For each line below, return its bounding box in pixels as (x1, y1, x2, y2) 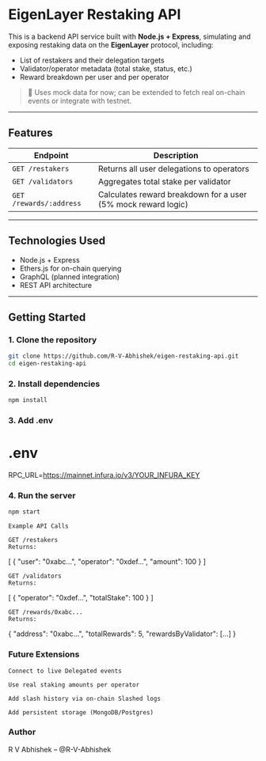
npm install (8, 396, 47, 404)
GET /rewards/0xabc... (8, 608, 83, 616)
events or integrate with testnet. (27, 96, 132, 105)
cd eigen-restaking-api (8, 360, 87, 368)
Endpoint (33, 150, 69, 161)
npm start (8, 508, 41, 516)
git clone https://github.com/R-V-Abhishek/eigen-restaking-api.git (8, 352, 239, 361)
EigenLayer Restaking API (8, 6, 181, 24)
